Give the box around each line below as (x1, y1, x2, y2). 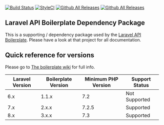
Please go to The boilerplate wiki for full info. (5, 64, 95, 70)
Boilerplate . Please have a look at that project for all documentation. (5, 37, 142, 42)
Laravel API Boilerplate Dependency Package (5, 19, 145, 27)
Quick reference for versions (5, 51, 94, 60)
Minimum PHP (84, 76, 119, 83)
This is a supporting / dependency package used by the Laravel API (5, 32, 142, 38)
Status (133, 82, 149, 88)
